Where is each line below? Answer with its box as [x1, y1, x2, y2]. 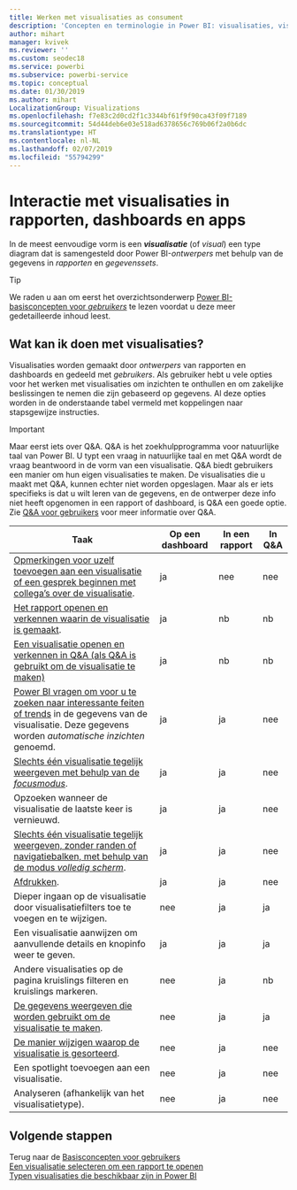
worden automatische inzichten [13, 730, 145, 742]
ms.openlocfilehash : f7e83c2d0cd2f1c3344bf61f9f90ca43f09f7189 [9, 111, 247, 120]
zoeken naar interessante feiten [13, 696, 145, 709]
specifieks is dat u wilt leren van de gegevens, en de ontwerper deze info [9, 488, 277, 499]
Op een [169, 528, 201, 541]
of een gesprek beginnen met [13, 576, 137, 588]
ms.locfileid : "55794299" [9, 152, 104, 162]
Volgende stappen [9, 1128, 113, 1143]
